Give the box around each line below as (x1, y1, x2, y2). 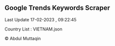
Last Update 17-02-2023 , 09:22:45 (4, 16, 77, 22)
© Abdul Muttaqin (4, 35, 41, 41)
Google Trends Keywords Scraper (4, 4, 110, 12)
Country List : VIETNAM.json (4, 26, 62, 32)
